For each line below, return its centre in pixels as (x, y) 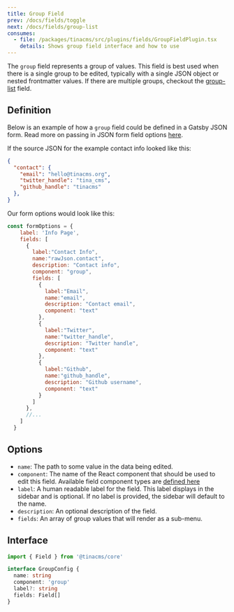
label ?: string (36, 589)
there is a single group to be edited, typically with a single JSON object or (113, 73)
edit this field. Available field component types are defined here (109, 481)
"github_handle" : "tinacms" (60, 187)
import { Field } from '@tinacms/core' (65, 557)
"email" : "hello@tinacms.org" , (65, 174)
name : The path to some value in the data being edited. (95, 467)
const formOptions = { (40, 226)
